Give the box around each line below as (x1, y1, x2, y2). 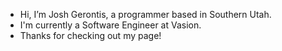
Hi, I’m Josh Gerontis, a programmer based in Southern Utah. (19, 9, 272, 20)
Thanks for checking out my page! (19, 30, 162, 41)
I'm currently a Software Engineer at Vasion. (19, 19, 202, 31)
